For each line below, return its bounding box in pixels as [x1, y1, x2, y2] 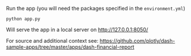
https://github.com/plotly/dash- [99, 38, 175, 44]
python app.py [6, 16, 41, 22]
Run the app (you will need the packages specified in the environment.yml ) [6, 5, 186, 12]
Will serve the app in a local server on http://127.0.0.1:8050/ [6, 26, 148, 33]
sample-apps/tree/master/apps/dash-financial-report [6, 43, 134, 50]
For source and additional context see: [6, 38, 99, 44]
